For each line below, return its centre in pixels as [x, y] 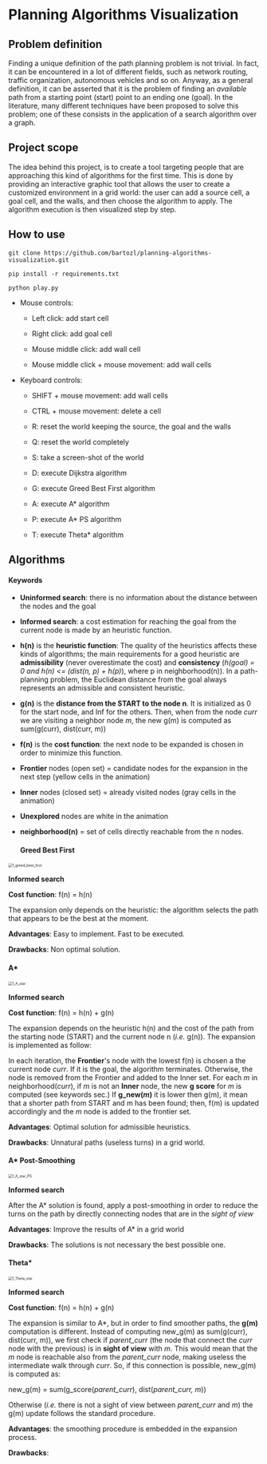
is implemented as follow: [50, 1045]
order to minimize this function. [71, 753]
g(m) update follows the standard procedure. [82, 1414]
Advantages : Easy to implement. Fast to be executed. [96, 934]
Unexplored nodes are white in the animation [94, 817]
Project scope [43, 148]
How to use [37, 234]
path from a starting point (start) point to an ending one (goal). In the [121, 97]
